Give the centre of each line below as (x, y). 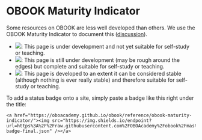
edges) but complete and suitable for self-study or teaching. (90, 66)
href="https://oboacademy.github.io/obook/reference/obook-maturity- (103, 115)
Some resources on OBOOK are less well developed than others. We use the (101, 28)
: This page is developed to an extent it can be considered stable (101, 73)
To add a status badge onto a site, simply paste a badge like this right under (100, 98)
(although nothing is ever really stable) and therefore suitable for (95, 80)
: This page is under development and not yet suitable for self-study (105, 46)
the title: (17, 104)
